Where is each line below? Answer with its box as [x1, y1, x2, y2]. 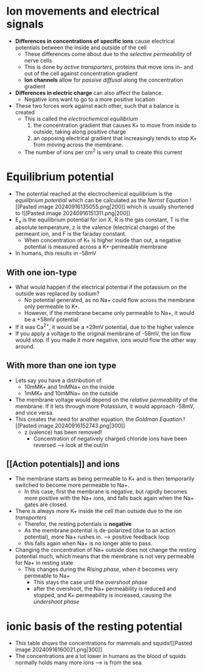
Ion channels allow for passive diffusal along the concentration [24, 76, 184, 83]
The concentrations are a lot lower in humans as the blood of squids [15, 653, 186, 660]
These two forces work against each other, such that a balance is [15, 102, 180, 109]
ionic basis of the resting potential [6, 620, 183, 633]
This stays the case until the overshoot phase [33, 579, 148, 586]
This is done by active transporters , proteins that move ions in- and [24, 63, 194, 71]
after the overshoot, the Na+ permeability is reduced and [33, 585, 177, 592]
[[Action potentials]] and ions [6, 459, 120, 469]
